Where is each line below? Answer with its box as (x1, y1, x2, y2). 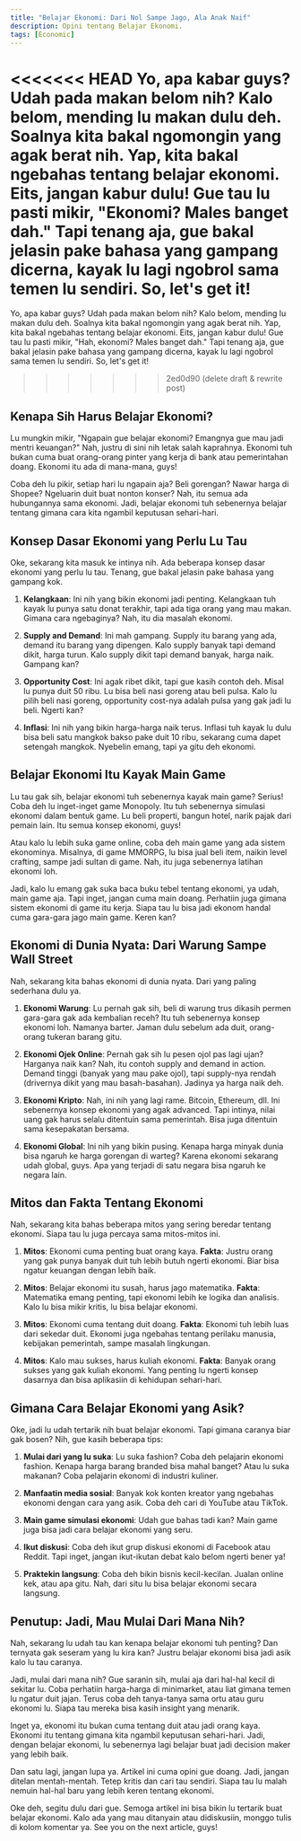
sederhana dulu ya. (10, 985, 82, 996)
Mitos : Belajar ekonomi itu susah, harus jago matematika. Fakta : (22, 1282, 261, 1293)
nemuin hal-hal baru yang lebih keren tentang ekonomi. (10, 1785, 214, 1796)
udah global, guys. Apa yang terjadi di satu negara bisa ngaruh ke (22, 1159, 267, 1170)
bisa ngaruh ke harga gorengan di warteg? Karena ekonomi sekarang (22, 1150, 279, 1161)
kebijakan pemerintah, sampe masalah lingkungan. (22, 1338, 211, 1349)
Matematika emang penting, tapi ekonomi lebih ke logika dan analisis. (22, 1292, 280, 1303)
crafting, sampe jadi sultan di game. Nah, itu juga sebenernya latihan (10, 856, 263, 867)
